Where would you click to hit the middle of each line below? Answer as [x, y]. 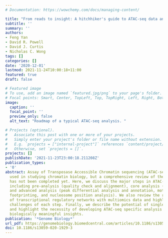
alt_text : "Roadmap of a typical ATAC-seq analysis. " [68, 121]
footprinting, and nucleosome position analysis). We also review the [85, 195]
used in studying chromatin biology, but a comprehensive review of [82, 177]
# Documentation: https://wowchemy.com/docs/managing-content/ [72, 10]
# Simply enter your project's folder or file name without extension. [84, 139]
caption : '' [22, 107]
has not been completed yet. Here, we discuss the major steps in [80, 181]
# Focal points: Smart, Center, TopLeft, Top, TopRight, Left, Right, [80, 98]
